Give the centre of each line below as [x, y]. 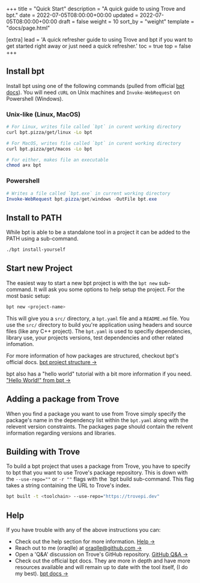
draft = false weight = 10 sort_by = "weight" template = [126, 21]
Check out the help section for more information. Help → [85, 541]
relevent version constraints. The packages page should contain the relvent [100, 426]
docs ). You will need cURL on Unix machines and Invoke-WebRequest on [93, 92]
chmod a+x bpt [24, 165]
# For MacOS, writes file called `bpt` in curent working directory [94, 143]
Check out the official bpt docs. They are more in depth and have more [103, 561]
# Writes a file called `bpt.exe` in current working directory [88, 193]
